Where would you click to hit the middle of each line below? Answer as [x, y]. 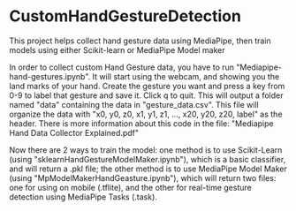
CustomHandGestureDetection [125, 16]
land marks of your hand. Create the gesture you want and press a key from [147, 86]
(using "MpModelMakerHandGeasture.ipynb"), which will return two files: [143, 177]
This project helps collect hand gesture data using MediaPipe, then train [140, 41]
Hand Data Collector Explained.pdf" [74, 132]
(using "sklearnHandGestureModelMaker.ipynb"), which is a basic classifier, [148, 159]
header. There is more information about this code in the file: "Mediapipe [141, 123]
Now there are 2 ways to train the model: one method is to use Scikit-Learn [146, 150]
